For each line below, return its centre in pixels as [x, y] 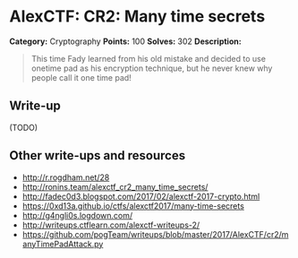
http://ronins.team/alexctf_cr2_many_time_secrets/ [115, 186]
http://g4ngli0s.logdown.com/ [77, 215]
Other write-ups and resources [98, 155]
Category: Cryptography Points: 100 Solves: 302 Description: [125, 41]
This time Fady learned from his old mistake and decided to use [149, 58]
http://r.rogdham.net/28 [66, 177]
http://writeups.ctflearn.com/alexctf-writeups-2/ [111, 225]
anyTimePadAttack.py [63, 244]
